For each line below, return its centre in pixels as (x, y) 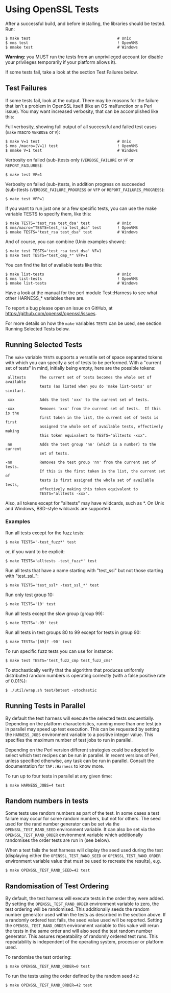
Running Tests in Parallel (45, 706)
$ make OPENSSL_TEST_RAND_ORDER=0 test (48, 966)
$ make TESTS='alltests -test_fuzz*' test (51, 561)
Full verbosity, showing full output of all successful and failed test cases (81, 127)
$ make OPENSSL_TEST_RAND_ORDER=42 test (49, 985)
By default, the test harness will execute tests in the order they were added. (85, 899)
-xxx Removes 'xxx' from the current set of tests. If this (83, 409)
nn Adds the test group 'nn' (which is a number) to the (82, 444)
